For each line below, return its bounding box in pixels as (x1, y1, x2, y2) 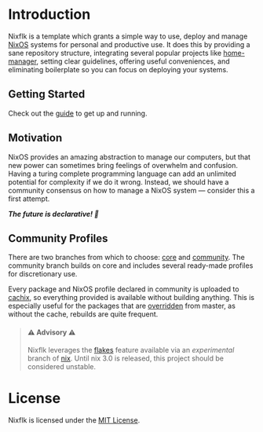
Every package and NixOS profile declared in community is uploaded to (8, 284, 239, 294)
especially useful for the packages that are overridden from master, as (8, 301, 236, 311)
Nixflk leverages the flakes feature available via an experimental (27, 345, 235, 354)
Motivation (8, 131, 63, 145)
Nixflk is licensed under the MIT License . (8, 415, 141, 425)
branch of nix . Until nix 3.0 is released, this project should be (27, 353, 224, 363)
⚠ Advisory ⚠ (27, 328, 76, 337)
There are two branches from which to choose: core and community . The (8, 253, 245, 262)
